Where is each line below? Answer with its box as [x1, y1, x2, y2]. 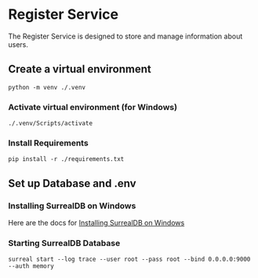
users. [8, 39, 29, 49]
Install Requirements [8, 137, 89, 148]
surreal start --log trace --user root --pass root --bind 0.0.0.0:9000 [8, 255, 251, 264]
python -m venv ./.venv [8, 83, 86, 91]
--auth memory [8, 262, 55, 270]
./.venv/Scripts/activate [8, 119, 93, 127]
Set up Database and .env [8, 177, 136, 190]
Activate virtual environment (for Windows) [8, 101, 178, 112]
